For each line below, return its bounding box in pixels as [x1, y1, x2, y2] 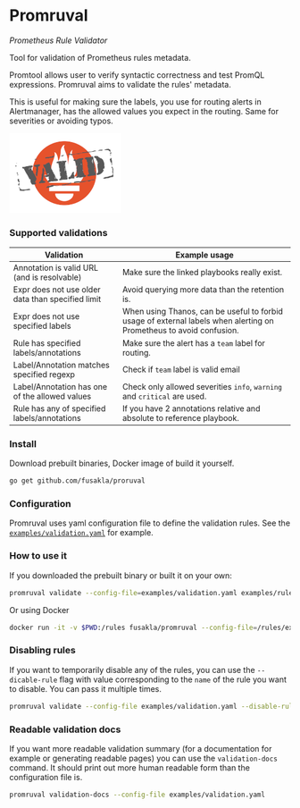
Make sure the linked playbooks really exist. [121, 267, 283, 278]
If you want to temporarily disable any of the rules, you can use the [9, 664, 256, 675]
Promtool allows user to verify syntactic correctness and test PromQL [9, 69, 265, 80]
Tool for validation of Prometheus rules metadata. [9, 52, 192, 63]
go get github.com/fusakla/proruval [9, 476, 146, 485]
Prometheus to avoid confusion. [121, 325, 239, 336]
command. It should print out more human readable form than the [9, 762, 250, 773]
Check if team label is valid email [121, 364, 241, 375]
